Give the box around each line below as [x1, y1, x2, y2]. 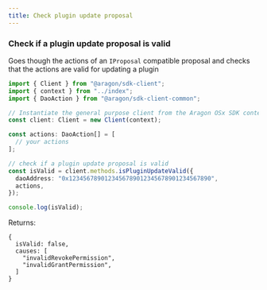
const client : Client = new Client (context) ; [8, 116, 161, 124]
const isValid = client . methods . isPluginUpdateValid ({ [8, 167, 194, 175]
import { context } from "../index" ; [8, 87, 133, 95]
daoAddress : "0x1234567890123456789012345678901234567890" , [15, 174, 219, 183]
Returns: [8, 218, 37, 227]
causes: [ [15, 247, 48, 255]
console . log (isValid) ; [8, 203, 83, 211]
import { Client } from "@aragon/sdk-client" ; [8, 79, 165, 87]
